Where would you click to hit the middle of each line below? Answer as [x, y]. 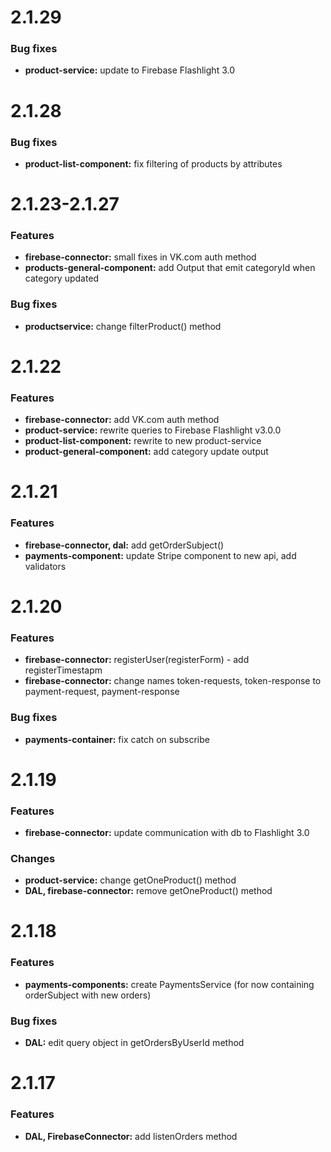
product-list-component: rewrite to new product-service [143, 441]
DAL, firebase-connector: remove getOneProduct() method [148, 891]
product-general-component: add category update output [146, 452]
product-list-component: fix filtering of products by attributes [153, 163]
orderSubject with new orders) [88, 995]
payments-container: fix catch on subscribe [117, 739]
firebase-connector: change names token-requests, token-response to [173, 681]
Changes [33, 858]
